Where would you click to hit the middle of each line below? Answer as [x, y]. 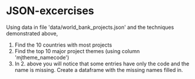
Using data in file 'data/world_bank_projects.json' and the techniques [90, 27]
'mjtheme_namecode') [42, 57]
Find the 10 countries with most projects [63, 45]
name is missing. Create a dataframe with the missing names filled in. [99, 70]
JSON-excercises [50, 11]
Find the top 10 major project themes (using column [77, 51]
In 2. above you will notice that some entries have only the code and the [102, 64]
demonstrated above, [32, 33]
